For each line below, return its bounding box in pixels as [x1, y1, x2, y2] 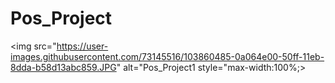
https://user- [56, 40, 109, 52]
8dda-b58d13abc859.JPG [10, 61, 117, 73]
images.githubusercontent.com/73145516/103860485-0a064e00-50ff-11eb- [10, 50, 325, 62]
